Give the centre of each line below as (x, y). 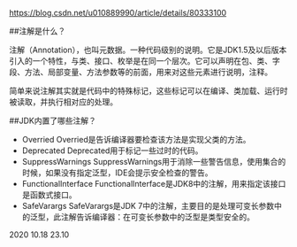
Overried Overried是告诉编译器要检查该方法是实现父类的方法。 (136, 139)
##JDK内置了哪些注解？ (53, 120)
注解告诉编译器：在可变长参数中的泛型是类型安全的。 (157, 217)
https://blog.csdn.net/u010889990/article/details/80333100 (118, 13)
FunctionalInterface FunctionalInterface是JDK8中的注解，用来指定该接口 (154, 184)
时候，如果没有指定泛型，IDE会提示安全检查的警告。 (118, 173)
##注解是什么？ (38, 31)
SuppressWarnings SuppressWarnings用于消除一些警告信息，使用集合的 (154, 162)
